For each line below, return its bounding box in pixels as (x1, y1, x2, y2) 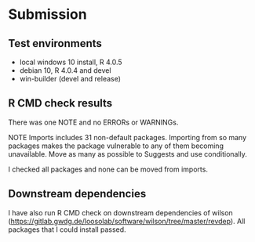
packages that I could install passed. (8, 225, 127, 234)
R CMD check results (8, 96, 113, 110)
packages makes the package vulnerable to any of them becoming (8, 141, 224, 150)
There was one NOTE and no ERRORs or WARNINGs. (8, 117, 179, 127)
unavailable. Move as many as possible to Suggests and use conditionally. (8, 149, 247, 158)
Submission (8, 5, 88, 23)
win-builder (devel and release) (19, 74, 122, 83)
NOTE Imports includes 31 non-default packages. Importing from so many (8, 132, 247, 142)
